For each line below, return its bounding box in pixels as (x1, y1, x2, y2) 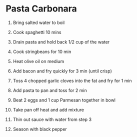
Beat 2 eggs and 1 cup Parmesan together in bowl (12, 97, 115, 103)
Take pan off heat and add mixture (12, 106, 84, 112)
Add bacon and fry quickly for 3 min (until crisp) (12, 68, 112, 74)
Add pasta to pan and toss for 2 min (12, 87, 87, 93)
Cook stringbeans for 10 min (12, 48, 71, 54)
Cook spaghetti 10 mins (12, 29, 61, 35)
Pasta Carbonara (5, 3, 77, 14)
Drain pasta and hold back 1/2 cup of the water (12, 38, 110, 45)
